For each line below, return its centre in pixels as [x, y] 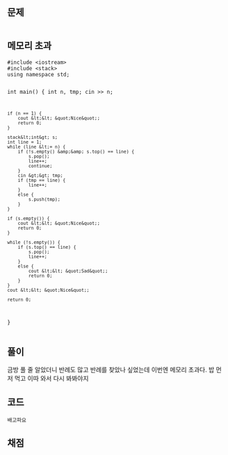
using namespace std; [39, 74]
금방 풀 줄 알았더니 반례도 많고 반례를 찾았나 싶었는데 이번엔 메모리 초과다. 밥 [111, 370]
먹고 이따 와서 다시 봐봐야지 [51, 378]
